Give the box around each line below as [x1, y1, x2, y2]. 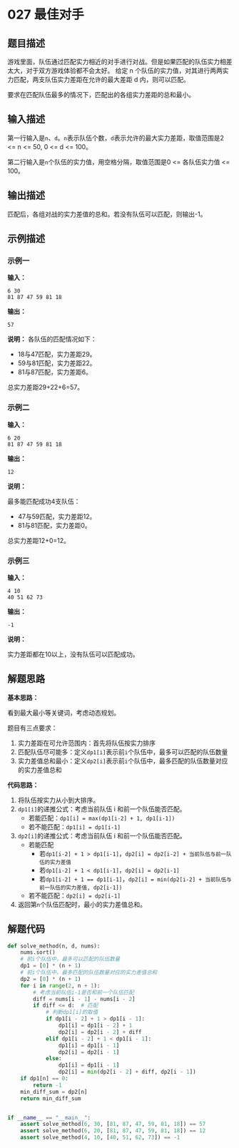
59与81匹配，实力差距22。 [17, 359, 96, 367]
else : [45, 1055, 62, 1062]
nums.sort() [20, 949, 56, 956]
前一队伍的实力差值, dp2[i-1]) [39, 884, 123, 891]
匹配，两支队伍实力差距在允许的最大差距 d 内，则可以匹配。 [13, 76, 190, 83]
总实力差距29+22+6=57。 [7, 383, 84, 392]
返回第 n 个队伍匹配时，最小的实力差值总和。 [17, 900, 146, 908]
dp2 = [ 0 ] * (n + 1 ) [20, 975, 81, 982]
